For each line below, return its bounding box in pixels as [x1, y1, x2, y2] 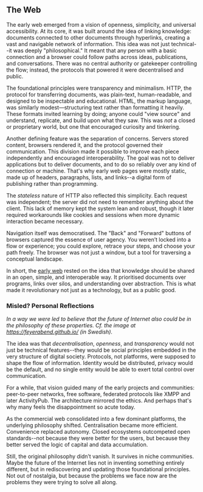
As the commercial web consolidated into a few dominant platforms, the [6, 415, 187, 423]
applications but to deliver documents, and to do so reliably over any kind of [6, 160, 197, 168]
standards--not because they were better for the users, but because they [6, 434, 190, 442]
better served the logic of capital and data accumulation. [6, 441, 148, 448]
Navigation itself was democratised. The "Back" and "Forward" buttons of [6, 229, 191, 236]
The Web [6, 5, 41, 15]
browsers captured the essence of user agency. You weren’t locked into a [6, 236, 191, 243]
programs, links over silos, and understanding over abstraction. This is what [6, 279, 196, 287]
